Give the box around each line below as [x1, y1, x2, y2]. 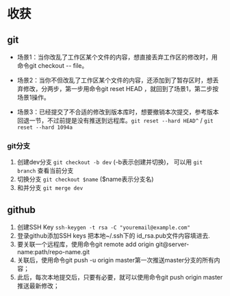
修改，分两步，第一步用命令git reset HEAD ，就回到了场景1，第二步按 [23, 85, 219, 92]
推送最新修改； [16, 282, 60, 290]
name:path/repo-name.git [16, 248, 90, 256]
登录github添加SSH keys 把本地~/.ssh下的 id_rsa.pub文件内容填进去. [16, 232, 210, 240]
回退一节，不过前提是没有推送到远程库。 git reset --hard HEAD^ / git [16, 116, 214, 124]
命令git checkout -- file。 [16, 62, 88, 69]
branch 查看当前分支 [16, 166, 74, 175]
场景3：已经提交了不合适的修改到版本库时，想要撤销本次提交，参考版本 [16, 108, 219, 116]
